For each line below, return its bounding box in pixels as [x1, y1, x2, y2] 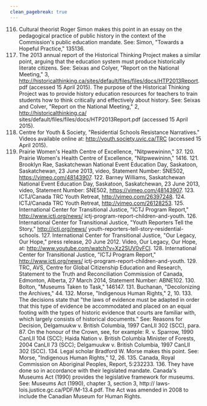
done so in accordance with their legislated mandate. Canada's [18, 367, 177, 374]
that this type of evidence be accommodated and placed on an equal [18, 302, 192, 310]
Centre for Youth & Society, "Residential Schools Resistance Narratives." [18, 128, 200, 136]
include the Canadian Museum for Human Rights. [18, 392, 142, 400]
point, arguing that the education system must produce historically [18, 58, 185, 65]
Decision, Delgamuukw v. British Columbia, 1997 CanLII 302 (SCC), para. [18, 322, 201, 329]
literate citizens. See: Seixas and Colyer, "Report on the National [18, 64, 180, 72]
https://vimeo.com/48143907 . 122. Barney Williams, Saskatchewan [18, 173, 186, 181]
